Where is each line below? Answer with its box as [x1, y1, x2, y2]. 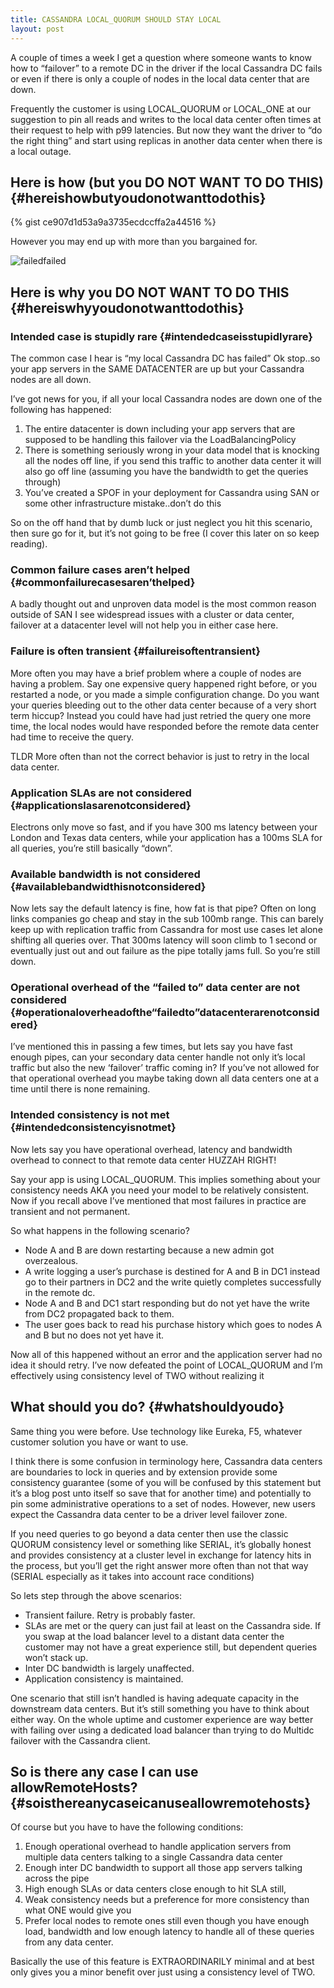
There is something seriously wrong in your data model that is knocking [24, 444, 320, 456]
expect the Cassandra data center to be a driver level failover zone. [10, 1508, 288, 1520]
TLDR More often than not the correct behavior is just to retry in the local [10, 750, 310, 762]
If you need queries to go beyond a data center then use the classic [10, 1527, 289, 1540]
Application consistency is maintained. [24, 1672, 184, 1685]
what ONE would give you [24, 1904, 132, 1916]
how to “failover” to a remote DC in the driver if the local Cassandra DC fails [10, 62, 323, 74]
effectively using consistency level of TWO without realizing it [10, 1369, 265, 1381]
